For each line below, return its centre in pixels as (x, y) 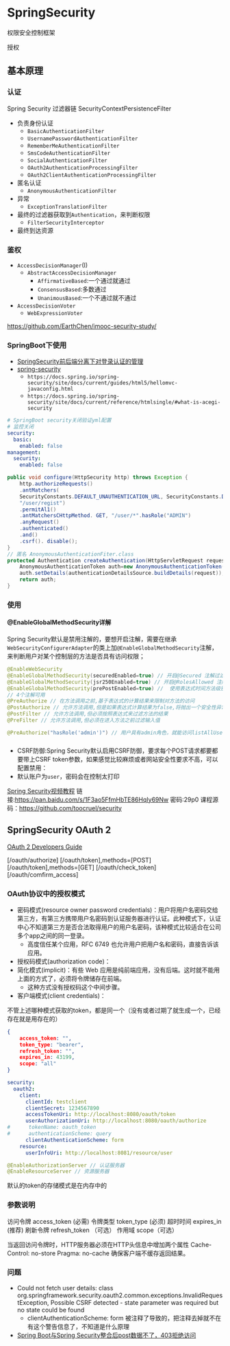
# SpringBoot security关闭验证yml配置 (59, 420)
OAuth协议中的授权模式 (46, 893)
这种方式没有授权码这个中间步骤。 (75, 987)
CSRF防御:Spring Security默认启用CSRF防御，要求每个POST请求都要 (114, 751)
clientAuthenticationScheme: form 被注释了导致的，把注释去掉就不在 (124, 1318)
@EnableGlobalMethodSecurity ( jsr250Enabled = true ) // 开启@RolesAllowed (111, 682)
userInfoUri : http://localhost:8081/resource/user (99, 1153)
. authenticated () (44, 529)
